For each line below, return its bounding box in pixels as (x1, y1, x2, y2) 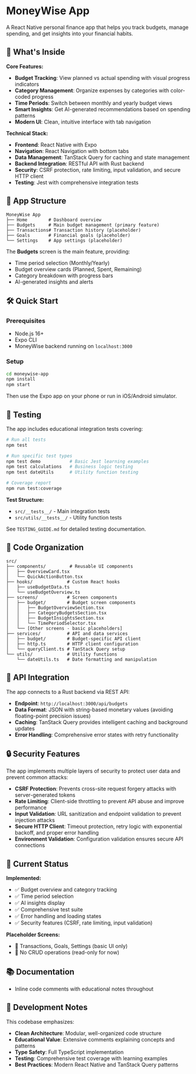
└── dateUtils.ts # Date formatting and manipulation (17, 656, 158, 663)
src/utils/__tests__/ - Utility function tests (14, 514, 122, 521)
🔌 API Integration (6, 673, 70, 683)
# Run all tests (6, 436, 46, 443)
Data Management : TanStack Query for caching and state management (14, 154, 190, 161)
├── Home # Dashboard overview (6, 217, 102, 223)
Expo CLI (14, 336, 37, 343)
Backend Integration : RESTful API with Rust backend (14, 160, 145, 167)
